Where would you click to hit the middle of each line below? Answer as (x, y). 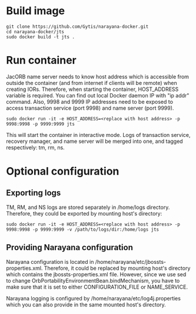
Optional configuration (63, 171)
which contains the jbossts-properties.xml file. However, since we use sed (96, 274)
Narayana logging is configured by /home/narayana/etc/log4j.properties (94, 298)
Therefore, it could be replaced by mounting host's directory (117, 268)
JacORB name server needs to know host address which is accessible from (98, 76)
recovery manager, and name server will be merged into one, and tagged (95, 141)
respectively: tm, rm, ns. (35, 147)
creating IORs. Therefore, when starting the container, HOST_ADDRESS (92, 89)
